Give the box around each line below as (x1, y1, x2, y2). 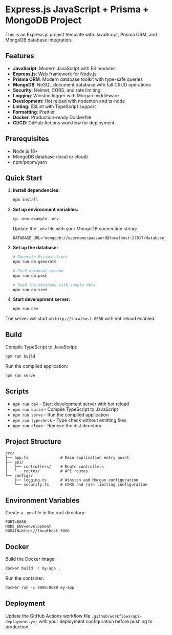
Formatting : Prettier (12, 108, 55, 115)
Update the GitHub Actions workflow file (5, 612, 91, 619)
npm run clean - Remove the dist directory (12, 422, 102, 428)
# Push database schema (12, 268, 64, 273)
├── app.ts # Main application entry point (5, 455, 130, 461)
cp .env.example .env (12, 216, 59, 222)
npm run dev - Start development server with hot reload (12, 401, 130, 407)
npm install (12, 197, 38, 203)
